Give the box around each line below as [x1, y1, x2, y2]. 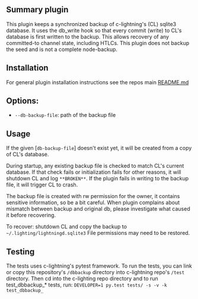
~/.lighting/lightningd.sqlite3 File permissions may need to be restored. [6, 230, 190, 237]
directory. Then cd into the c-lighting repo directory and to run [6, 275, 158, 282]
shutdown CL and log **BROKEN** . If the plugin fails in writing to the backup [6, 175, 189, 182]
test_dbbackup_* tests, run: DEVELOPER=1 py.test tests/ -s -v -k [6, 281, 167, 288]
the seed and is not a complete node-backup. [6, 46, 117, 53]
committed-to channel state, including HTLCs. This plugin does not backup [6, 39, 190, 46]
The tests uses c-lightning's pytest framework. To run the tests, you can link [6, 262, 193, 269]
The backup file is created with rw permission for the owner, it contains [6, 193, 180, 200]
